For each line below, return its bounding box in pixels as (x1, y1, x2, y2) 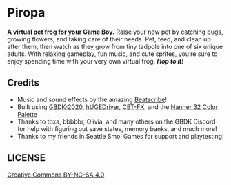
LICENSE (7, 152, 46, 164)
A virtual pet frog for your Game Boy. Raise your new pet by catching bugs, (7, 28, 223, 36)
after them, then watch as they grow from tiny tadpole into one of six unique (7, 42, 223, 50)
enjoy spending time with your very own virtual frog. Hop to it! (7, 57, 184, 65)
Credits (7, 77, 40, 89)
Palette (17, 110, 38, 118)
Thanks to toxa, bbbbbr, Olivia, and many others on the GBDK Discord (17, 117, 216, 126)
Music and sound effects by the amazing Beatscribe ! (17, 95, 168, 104)
